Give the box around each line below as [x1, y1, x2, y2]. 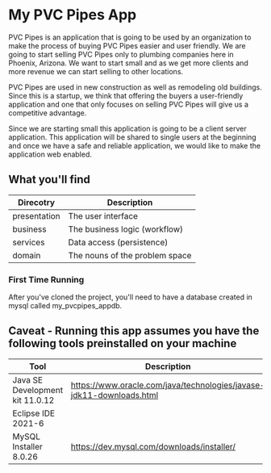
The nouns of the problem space [68, 249, 192, 261]
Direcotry [17, 196, 55, 207]
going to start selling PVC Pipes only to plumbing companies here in [8, 49, 234, 59]
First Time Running [8, 274, 85, 285]
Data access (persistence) [68, 236, 169, 248]
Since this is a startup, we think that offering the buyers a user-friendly [8, 90, 244, 100]
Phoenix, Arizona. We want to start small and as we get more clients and [8, 58, 248, 68]
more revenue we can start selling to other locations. [8, 66, 184, 76]
